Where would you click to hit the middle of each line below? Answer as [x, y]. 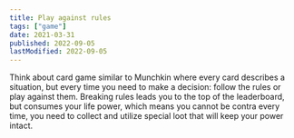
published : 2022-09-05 [52, 43]
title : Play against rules [60, 18]
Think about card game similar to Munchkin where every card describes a [147, 77]
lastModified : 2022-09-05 [58, 52]
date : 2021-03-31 [42, 34]
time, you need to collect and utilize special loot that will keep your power [147, 116]
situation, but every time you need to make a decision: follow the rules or [145, 87]
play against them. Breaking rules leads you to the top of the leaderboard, [147, 97]
